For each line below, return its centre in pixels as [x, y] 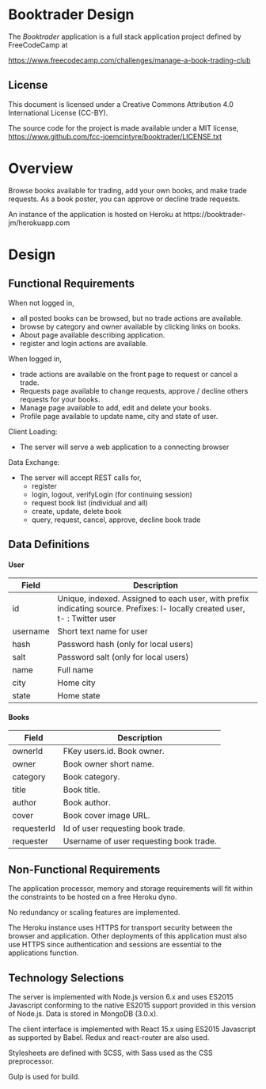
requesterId [34, 828]
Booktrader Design [71, 15]
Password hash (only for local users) [125, 645]
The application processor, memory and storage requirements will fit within [131, 889]
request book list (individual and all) [89, 503]
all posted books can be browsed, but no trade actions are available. [131, 318]
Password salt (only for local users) [123, 657]
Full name [75, 670]
